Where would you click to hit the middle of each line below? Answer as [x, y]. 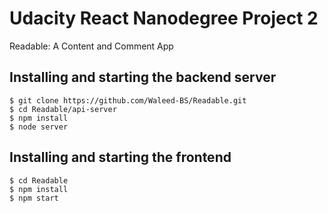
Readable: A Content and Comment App [91, 46]
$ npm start [34, 198]
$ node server [39, 127]
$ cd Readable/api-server [63, 109]
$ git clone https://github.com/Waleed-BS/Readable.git [128, 100]
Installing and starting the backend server [143, 77]
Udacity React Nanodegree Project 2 [164, 18]
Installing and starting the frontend [120, 157]
